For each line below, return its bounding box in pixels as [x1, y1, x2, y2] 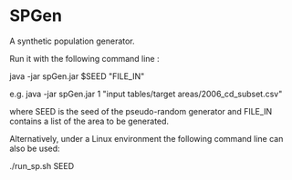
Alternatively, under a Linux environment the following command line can [9, 133, 284, 144]
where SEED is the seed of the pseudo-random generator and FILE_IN [9, 105, 273, 116]
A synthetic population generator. [9, 35, 135, 46]
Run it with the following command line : [9, 53, 160, 64]
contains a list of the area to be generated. [9, 115, 170, 126]
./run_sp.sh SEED [9, 160, 75, 171]
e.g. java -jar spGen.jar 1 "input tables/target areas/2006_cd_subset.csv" [9, 88, 283, 99]
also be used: [9, 143, 61, 154]
